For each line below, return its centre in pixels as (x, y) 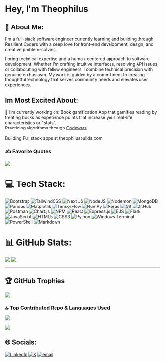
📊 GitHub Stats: (39, 243)
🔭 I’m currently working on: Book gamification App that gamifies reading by (81, 112)
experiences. (18, 85)
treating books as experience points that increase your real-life (69, 117)
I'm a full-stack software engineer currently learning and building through (79, 39)
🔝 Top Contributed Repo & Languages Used (58, 308)
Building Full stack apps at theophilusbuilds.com (54, 138)
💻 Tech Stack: (35, 184)
